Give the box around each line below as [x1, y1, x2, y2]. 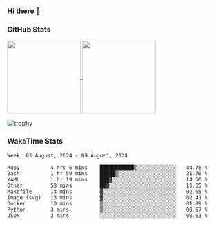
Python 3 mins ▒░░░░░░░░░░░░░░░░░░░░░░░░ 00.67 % [7, 206, 208, 213]
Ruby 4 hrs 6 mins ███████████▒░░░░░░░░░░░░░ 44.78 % [7, 164, 208, 171]
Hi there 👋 [7, 6, 41, 16]
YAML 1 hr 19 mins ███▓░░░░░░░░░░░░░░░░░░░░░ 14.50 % [7, 176, 208, 183]
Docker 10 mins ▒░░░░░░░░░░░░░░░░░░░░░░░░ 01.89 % [7, 200, 208, 207]
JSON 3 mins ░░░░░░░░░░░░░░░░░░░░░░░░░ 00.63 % [7, 212, 208, 219]
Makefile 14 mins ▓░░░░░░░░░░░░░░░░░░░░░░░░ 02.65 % [7, 188, 208, 195]
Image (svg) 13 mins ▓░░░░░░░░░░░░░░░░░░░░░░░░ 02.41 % [7, 194, 208, 201]
